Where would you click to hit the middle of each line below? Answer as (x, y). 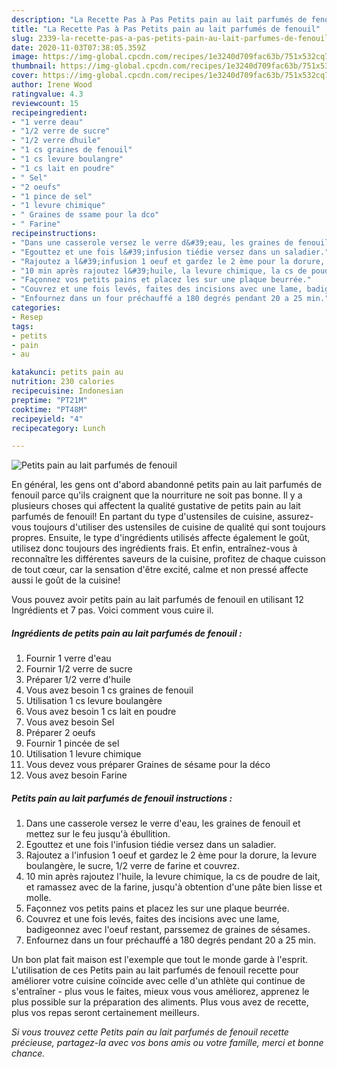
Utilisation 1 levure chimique (83, 754)
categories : (36, 308)
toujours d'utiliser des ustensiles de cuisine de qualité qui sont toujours (179, 527)
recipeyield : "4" (47, 419)
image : (25, 57)
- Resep (27, 317)
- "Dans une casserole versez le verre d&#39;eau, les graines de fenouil (170, 242)
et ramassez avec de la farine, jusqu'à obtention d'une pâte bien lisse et (174, 887)
